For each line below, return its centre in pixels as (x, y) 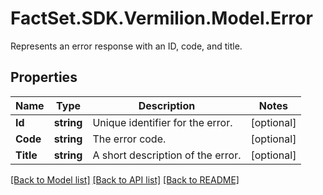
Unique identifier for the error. (162, 122)
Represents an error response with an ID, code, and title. (126, 46)
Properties (44, 77)
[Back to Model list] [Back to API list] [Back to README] (125, 179)
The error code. (129, 139)
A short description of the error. (167, 155)
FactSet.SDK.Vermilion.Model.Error (161, 18)
